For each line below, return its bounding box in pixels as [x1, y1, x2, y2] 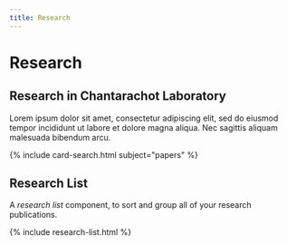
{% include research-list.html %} [9, 227, 132, 238]
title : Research [9, 13, 71, 23]
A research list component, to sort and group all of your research [9, 200, 252, 211]
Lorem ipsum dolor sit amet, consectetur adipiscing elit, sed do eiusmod [9, 113, 279, 123]
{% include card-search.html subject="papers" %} [9, 149, 199, 160]
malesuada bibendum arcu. [9, 132, 111, 142]
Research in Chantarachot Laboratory [9, 88, 226, 104]
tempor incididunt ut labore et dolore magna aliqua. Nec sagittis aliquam [9, 122, 278, 132]
